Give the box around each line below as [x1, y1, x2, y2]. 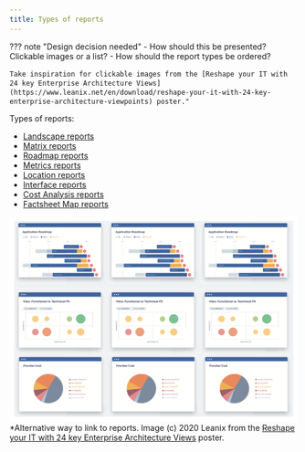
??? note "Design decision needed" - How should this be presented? [9, 41, 267, 52]
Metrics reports [22, 160, 81, 171]
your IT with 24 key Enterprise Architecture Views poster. [9, 432, 225, 443]
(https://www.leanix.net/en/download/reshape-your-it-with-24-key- [9, 88, 272, 97]
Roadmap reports [22, 150, 89, 161]
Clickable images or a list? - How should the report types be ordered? [9, 50, 271, 61]
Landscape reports [22, 131, 94, 142]
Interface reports [22, 179, 87, 190]
